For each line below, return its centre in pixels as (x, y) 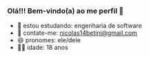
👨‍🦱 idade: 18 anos (42, 48)
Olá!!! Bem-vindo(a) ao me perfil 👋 (66, 11)
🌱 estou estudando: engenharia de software (80, 26)
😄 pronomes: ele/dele (49, 40)
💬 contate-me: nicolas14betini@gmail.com (77, 33)
